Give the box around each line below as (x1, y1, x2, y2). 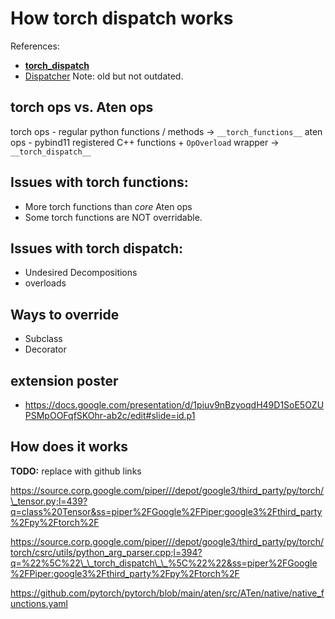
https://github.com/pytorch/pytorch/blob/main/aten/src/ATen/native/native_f (10, 587, 325, 599)
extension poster (10, 372, 119, 389)
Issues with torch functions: (10, 174, 189, 191)
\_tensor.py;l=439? (10, 495, 88, 507)
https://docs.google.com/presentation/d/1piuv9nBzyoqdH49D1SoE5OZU (24, 399, 325, 411)
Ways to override (10, 306, 120, 323)
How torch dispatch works (10, 7, 234, 30)
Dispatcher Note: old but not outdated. (24, 70, 184, 82)
